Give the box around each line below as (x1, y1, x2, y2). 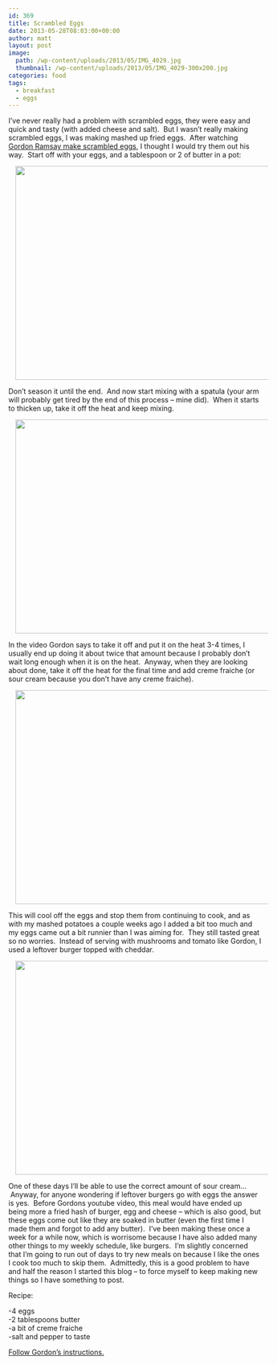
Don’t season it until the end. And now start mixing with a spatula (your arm (8, 386, 259, 396)
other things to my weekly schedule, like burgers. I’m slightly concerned (8, 1241, 249, 1251)
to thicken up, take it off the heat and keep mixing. (8, 403, 174, 414)
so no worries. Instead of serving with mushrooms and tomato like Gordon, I (8, 937, 262, 946)
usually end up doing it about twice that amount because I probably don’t (8, 648, 251, 659)
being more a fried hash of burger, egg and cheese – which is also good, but (8, 1207, 261, 1217)
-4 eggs (8, 1306, 35, 1316)
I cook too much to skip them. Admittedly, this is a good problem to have (8, 1258, 251, 1268)
